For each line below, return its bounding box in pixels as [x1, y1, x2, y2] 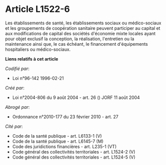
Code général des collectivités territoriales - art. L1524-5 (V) [12, 154, 136, 160]
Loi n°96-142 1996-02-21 [12, 75, 64, 81]
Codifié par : [5, 66, 30, 72]
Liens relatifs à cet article [5, 56, 58, 62]
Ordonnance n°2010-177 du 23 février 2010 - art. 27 [12, 113, 119, 120]
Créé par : [5, 84, 25, 90]
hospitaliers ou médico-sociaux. [5, 46, 71, 52]
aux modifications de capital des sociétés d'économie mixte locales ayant [5, 30, 156, 36]
